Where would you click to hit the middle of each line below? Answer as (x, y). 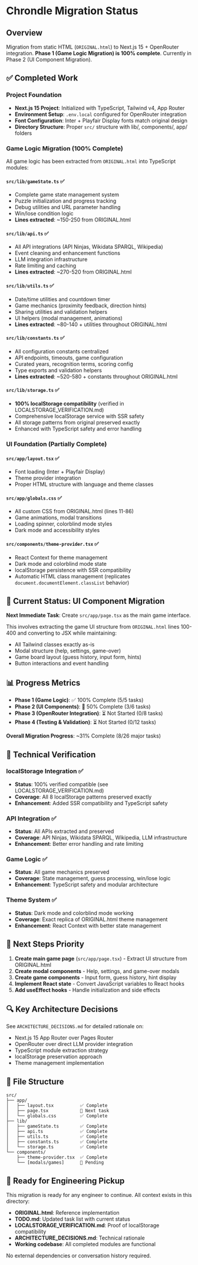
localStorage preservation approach (58, 1057)
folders (23, 133)
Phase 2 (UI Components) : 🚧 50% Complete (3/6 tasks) (83, 707)
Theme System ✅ (32, 900)
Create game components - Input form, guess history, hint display (95, 977)
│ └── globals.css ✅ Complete (57, 1116)
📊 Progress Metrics (43, 683)
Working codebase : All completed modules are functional (85, 1244)
